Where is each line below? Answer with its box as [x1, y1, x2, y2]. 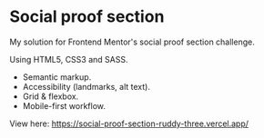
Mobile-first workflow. [22, 100, 107, 111]
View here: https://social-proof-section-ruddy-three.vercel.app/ [9, 118, 249, 129]
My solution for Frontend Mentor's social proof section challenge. [9, 36, 255, 47]
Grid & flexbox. [22, 91, 79, 102]
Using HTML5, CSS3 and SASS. [9, 54, 128, 64]
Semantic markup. [22, 71, 92, 83]
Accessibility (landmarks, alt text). [22, 81, 150, 92]
